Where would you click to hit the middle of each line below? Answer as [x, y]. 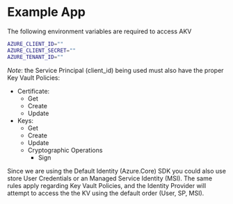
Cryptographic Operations [65, 150]
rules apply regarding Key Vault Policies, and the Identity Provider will [107, 185]
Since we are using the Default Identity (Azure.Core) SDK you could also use [116, 171]
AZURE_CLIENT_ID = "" [35, 44]
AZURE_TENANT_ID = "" [35, 57]
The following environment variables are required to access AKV [99, 31]
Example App [46, 12]
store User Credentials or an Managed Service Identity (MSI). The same [110, 178]
